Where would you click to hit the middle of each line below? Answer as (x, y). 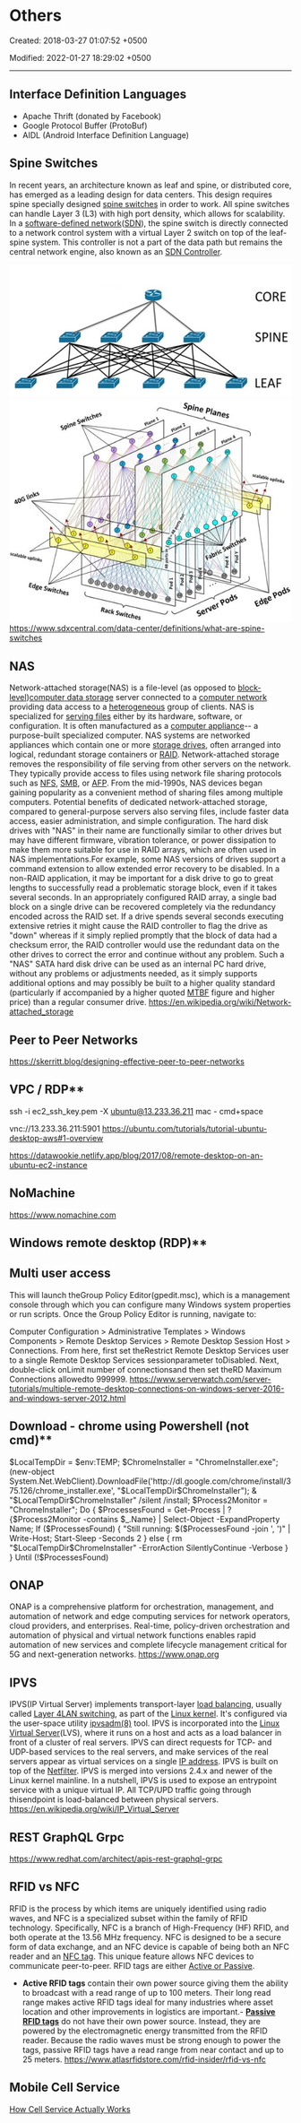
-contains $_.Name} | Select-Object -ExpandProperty (181, 1519)
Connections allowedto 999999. (69, 1379)
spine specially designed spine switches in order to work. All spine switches (150, 204)
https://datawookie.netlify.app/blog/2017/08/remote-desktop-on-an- (136, 1155)
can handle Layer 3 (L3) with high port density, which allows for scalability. (147, 213)
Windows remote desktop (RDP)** (108, 1243)
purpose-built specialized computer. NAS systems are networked (130, 735)
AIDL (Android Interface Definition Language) (106, 134)
